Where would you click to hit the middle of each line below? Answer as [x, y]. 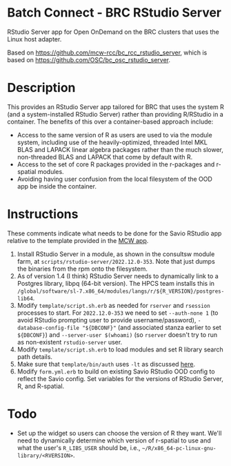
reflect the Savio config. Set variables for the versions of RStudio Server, [120, 378]
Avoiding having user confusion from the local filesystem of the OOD [114, 179]
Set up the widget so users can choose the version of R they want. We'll [119, 433]
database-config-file [48, 328]
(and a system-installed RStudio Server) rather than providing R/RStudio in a [115, 114]
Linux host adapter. [34, 39]
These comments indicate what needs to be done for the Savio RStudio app [114, 233]
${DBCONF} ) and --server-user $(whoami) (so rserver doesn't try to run [117, 334]
